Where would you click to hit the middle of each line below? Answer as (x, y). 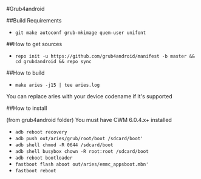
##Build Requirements (34, 20)
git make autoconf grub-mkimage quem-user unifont (80, 33)
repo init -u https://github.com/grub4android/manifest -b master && (105, 56)
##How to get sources (34, 44)
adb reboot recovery (41, 132)
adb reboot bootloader (44, 158)
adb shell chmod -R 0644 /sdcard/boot (64, 145)
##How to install (27, 108)
